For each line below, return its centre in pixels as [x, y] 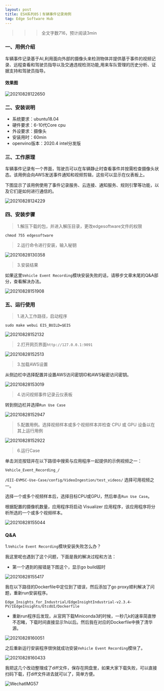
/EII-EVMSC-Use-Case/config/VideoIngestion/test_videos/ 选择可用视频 [78, 480]
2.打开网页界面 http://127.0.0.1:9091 [55, 345]
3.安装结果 [28, 265]
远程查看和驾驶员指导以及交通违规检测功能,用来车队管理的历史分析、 [83, 64]
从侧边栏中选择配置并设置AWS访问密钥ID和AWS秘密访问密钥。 [68, 375]
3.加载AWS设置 [32, 364]
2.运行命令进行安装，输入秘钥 [47, 245]
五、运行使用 [20, 304]
